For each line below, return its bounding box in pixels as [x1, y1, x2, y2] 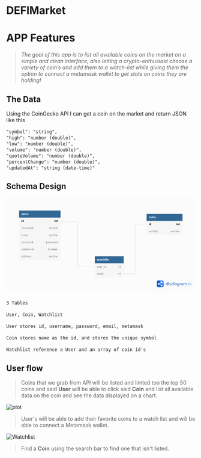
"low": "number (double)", [6, 141, 74, 147]
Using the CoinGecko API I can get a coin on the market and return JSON [6, 110, 187, 117]
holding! [20, 76, 41, 84]
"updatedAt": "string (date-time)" [6, 165, 95, 171]
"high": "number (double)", [6, 135, 77, 141]
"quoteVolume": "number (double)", [6, 153, 95, 159]
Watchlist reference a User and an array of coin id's [6, 347, 146, 353]
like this [6, 116, 25, 123]
